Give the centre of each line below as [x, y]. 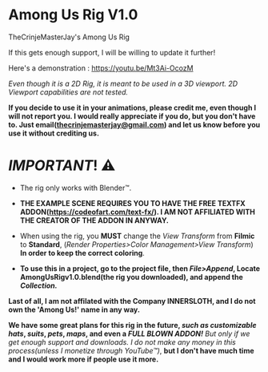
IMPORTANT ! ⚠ [62, 166]
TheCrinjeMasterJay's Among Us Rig [69, 37]
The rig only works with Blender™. [76, 188]
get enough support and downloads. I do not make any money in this [122, 342]
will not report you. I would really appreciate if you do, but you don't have [132, 116]
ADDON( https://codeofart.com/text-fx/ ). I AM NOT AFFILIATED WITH [138, 212]
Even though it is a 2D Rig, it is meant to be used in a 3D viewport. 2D [123, 83]
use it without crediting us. [54, 133]
